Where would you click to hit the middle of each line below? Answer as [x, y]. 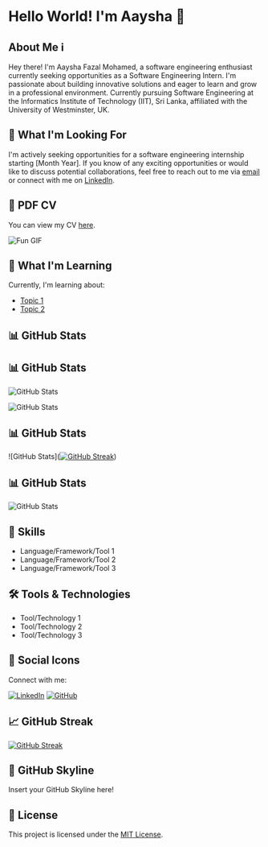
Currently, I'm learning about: [57, 285]
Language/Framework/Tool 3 [68, 568]
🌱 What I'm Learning [60, 266]
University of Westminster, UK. [59, 109]
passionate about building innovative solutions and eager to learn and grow [133, 84]
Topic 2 [32, 309]
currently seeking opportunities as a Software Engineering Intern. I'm [122, 75]
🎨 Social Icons [44, 661]
